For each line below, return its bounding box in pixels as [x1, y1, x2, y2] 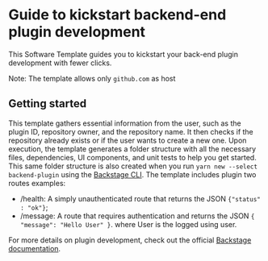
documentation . [8, 243, 61, 253]
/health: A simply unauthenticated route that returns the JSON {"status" [19, 193, 261, 203]
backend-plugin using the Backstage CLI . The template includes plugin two [8, 169, 257, 179]
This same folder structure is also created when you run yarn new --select [8, 161, 258, 171]
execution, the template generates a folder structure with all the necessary [8, 143, 257, 154]
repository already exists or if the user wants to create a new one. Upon [8, 135, 247, 145]
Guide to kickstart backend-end [8, 6, 227, 24]
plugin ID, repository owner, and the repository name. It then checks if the [8, 126, 254, 136]
